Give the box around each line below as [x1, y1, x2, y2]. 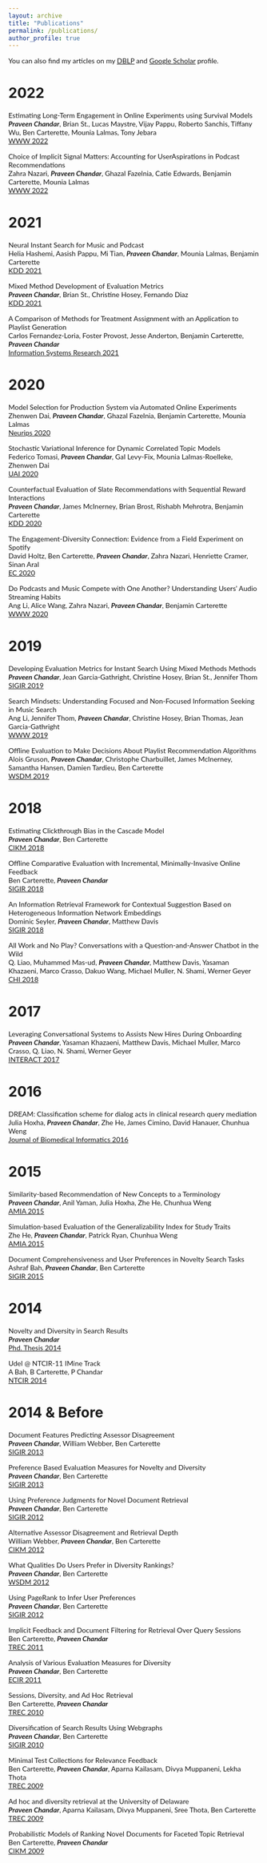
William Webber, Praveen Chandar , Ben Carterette [8, 1535, 161, 1546]
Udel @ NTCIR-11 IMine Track [8, 1358, 102, 1368]
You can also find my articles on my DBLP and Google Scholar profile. [8, 56, 219, 66]
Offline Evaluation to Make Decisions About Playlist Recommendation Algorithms [8, 746, 257, 755]
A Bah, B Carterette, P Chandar [8, 1366, 103, 1376]
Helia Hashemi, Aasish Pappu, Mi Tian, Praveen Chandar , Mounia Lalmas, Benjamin [8, 249, 260, 259]
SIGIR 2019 [8, 681, 44, 690]
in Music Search [8, 705, 58, 714]
